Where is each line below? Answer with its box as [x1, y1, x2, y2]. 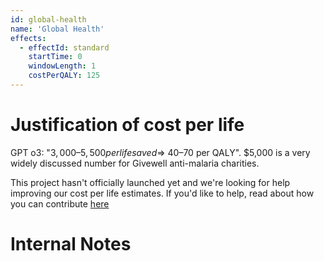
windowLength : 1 [28, 61, 97, 71]
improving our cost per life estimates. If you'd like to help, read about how [10, 187, 315, 199]
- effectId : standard [19, 42, 110, 53]
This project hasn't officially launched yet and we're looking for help [10, 176, 291, 188]
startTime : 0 [28, 52, 83, 62]
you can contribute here [10, 197, 110, 210]
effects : [10, 33, 47, 43]
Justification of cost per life [10, 114, 245, 136]
